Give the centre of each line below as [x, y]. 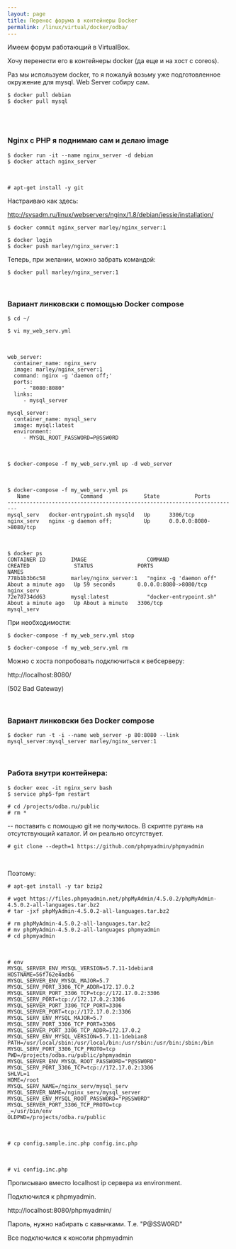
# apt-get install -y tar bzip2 [55, 886]
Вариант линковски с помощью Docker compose [96, 304]
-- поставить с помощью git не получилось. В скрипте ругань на [105, 826]
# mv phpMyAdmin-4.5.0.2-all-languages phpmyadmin [84, 930]
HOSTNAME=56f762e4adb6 [41, 975]
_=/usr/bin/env [30, 1111]
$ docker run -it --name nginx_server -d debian [80, 155]
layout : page [27, 14]
